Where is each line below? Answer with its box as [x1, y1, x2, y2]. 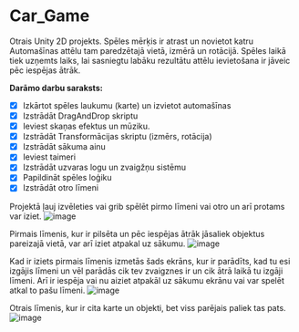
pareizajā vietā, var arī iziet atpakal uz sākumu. [9, 238, 186, 249]
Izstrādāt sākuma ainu [22, 141, 107, 152]
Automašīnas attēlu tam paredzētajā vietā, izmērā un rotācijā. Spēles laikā [9, 45, 287, 56]
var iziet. [9, 211, 43, 222]
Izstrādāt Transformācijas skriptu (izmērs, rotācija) [22, 131, 212, 142]
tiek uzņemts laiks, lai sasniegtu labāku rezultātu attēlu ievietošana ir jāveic [9, 55, 291, 66]
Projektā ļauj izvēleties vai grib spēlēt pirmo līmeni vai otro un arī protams [9, 201, 285, 212]
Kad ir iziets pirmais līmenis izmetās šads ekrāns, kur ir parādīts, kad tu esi [9, 255, 291, 266]
